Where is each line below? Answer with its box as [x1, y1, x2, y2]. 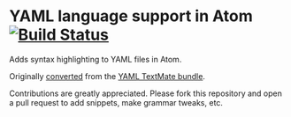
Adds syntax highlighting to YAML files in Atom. [9, 54, 182, 64]
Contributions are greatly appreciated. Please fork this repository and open [9, 88, 283, 99]
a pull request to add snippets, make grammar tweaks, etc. [9, 97, 224, 107]
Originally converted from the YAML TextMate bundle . [9, 70, 206, 81]
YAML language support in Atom [9, 6, 254, 26]
